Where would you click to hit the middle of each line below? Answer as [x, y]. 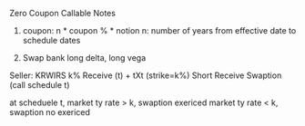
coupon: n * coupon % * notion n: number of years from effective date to [159, 30]
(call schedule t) [40, 85]
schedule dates [51, 40]
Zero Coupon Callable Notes [63, 13]
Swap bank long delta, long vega [84, 58]
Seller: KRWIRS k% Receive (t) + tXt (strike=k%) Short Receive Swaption [146, 75]
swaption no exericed [50, 112]
